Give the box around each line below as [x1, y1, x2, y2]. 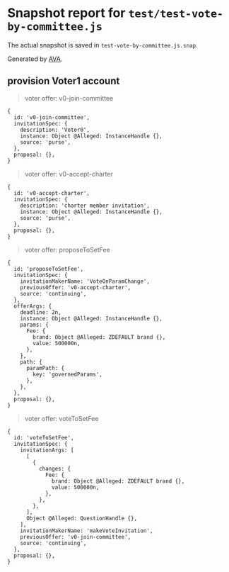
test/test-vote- [128, 7, 224, 21]
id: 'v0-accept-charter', [13, 189, 90, 196]
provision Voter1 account [7, 75, 120, 87]
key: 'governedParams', [33, 371, 102, 378]
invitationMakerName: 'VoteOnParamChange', [20, 278, 151, 285]
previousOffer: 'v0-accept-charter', [20, 284, 131, 291]
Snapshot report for [7, 5, 126, 21]
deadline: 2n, [20, 308, 61, 316]
